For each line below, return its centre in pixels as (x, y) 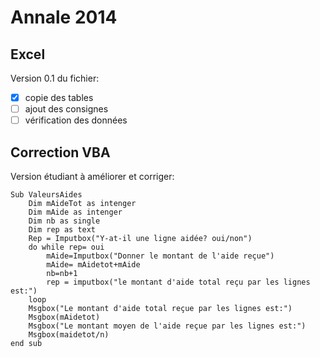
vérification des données (76, 120)
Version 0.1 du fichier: (55, 78)
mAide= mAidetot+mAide (93, 265)
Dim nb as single (64, 221)
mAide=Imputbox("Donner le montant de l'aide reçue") (160, 256)
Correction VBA (60, 152)
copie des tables (59, 97)
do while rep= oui (66, 247)
